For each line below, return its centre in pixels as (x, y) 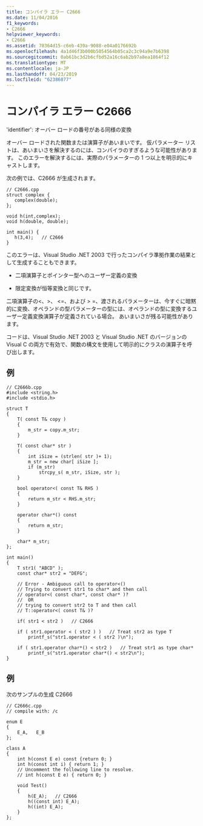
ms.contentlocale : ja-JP (38, 68)
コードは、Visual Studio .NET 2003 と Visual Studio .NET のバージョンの (97, 337)
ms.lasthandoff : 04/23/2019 (42, 74)
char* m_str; (34, 541)
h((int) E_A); (46, 807)
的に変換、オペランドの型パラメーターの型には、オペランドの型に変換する (99, 309)
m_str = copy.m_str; (54, 430)
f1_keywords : (23, 23)
